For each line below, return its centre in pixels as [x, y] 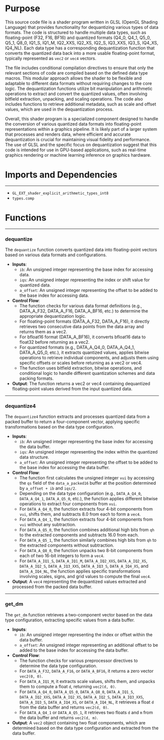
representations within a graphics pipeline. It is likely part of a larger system [81, 129]
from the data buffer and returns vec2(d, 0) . [64, 707]
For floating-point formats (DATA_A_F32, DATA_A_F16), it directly [84, 321]
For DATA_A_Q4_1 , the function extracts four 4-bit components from [86, 519]
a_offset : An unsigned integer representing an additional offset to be [89, 645]
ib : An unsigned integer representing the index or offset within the [86, 635]
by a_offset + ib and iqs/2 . [48, 488]
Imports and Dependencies [61, 175]
